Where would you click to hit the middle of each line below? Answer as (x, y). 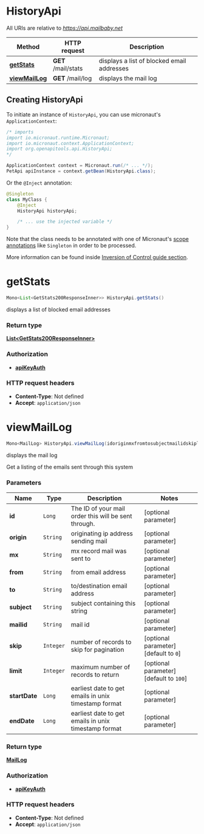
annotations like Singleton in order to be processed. (71, 246)
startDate (23, 696)
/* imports (20, 132)
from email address (98, 572)
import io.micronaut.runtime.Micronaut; (58, 138)
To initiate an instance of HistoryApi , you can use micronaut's (83, 114)
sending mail (89, 541)
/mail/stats (68, 68)
